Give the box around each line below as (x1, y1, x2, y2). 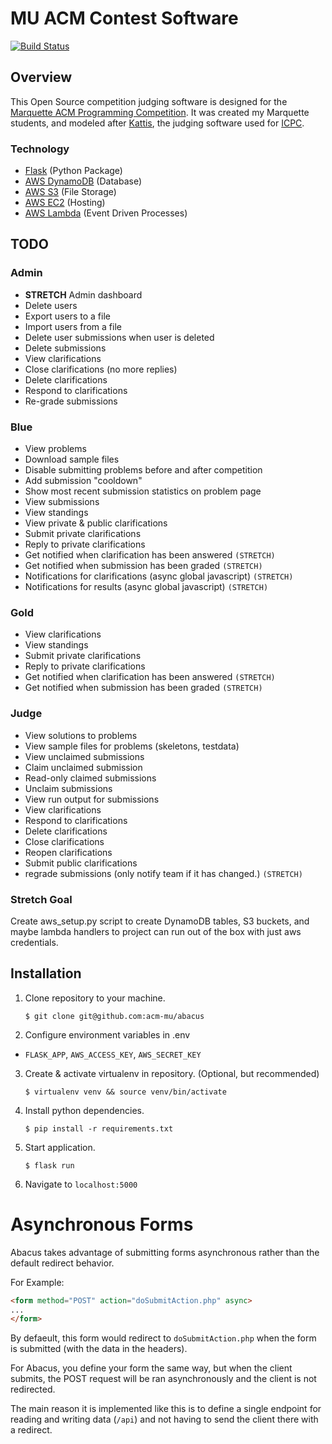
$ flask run (24, 1160, 75, 1171)
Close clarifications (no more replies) (24, 363, 178, 375)
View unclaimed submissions (24, 750, 145, 762)
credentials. (10, 936, 59, 948)
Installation (10, 965, 82, 982)
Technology (10, 142, 70, 156)
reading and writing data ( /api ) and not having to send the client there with (10, 1413, 319, 1426)
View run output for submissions (24, 793, 160, 805)
